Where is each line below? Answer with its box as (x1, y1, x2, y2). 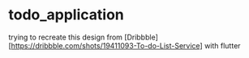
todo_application (8, 6, 124, 24)
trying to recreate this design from (8, 32, 123, 42)
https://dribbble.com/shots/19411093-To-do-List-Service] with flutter (11, 40, 241, 50)
